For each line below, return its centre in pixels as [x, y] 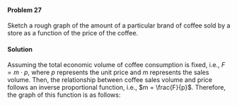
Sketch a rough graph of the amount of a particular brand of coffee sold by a [119, 25]
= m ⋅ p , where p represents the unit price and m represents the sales [108, 72]
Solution [20, 49]
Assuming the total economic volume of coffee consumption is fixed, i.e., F [116, 65]
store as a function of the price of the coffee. [73, 33]
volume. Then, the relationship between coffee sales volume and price [110, 80]
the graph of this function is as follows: [64, 95]
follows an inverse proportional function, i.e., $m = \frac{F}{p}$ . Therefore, [117, 88]
